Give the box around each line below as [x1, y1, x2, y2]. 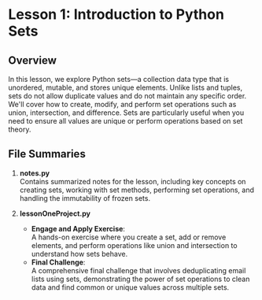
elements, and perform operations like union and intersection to [31, 240, 238, 250]
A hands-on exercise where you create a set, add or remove [31, 232, 227, 242]
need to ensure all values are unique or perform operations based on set [8, 117, 243, 125]
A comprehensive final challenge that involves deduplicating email [31, 265, 246, 275]
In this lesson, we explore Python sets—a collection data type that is [8, 75, 230, 83]
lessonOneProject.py [19, 209, 90, 218]
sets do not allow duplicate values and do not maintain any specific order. [8, 91, 247, 100]
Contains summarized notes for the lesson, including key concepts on [19, 176, 246, 186]
